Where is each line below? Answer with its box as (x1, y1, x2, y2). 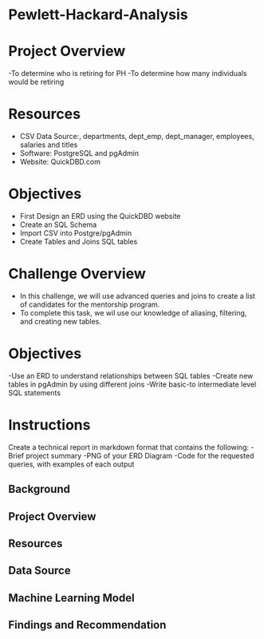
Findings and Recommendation (8, 618, 167, 632)
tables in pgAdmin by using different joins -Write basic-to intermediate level (8, 379, 257, 389)
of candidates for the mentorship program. (19, 300, 160, 309)
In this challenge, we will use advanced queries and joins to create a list (19, 291, 255, 300)
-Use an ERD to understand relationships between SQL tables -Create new (8, 371, 254, 380)
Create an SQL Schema (19, 220, 97, 229)
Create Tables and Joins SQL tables (19, 237, 138, 246)
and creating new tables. (19, 316, 102, 326)
